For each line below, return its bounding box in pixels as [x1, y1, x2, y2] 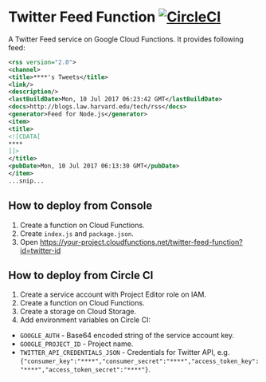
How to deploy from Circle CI [8, 269, 154, 282]
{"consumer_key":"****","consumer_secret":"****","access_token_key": [19, 357, 260, 366]
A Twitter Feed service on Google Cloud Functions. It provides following [8, 34, 244, 44]
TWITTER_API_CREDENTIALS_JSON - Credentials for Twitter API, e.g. [19, 348, 230, 357]
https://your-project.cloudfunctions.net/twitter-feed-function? [39, 237, 243, 246]
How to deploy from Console [8, 199, 153, 213]
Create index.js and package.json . [19, 228, 134, 238]
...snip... [8, 176, 45, 185]
